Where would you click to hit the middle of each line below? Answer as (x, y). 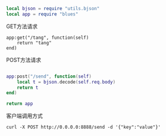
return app (20, 104)
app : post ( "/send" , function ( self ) (49, 76)
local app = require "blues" (42, 14)
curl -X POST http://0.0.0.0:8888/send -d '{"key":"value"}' (84, 127)
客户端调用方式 (24, 116)
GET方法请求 (22, 26)
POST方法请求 (24, 60)
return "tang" (34, 43)
